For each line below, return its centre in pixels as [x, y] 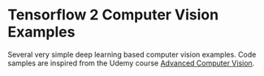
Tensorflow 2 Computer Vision [113, 15]
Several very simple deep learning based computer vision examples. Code [132, 54]
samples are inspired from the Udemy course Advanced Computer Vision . [131, 63]
